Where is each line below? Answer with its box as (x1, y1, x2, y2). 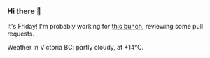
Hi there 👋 (7, 6, 42, 16)
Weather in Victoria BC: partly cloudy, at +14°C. (7, 43, 144, 52)
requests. (7, 29, 35, 38)
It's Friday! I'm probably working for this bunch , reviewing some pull (7, 22, 204, 31)
